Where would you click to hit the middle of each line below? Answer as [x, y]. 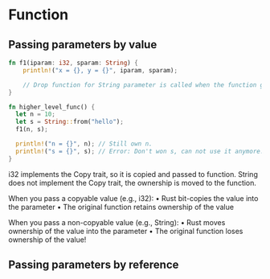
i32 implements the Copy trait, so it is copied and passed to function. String [133, 174]
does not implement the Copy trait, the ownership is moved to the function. [133, 183]
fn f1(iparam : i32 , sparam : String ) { [73, 63]
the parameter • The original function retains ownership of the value [121, 207]
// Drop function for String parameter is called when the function [140, 85]
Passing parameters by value [83, 45]
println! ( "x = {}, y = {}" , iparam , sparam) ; [100, 70]
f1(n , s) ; [32, 129]
